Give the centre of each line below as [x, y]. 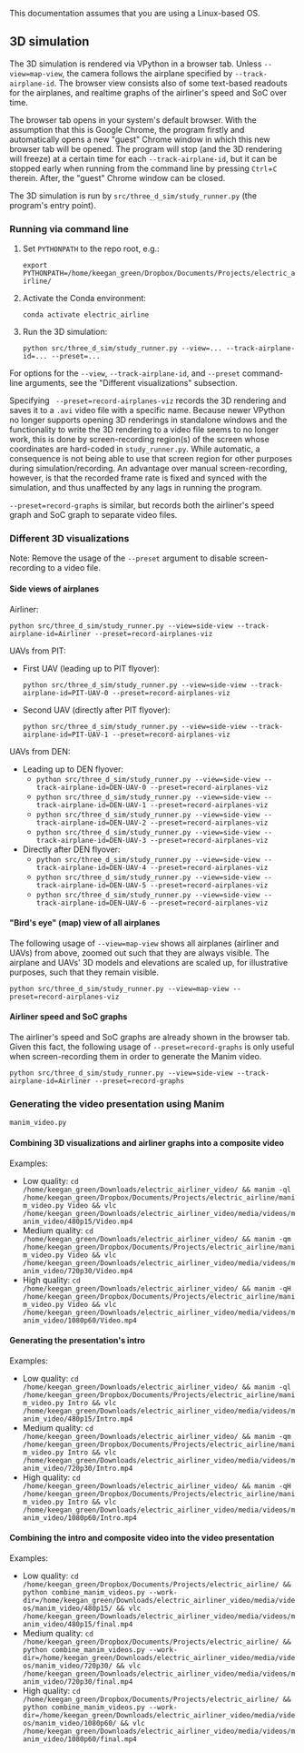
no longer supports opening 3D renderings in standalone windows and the [148, 420]
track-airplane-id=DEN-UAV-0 [91, 787]
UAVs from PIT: [38, 651]
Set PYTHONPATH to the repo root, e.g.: [91, 248]
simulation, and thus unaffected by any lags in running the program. [136, 488]
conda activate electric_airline [86, 315]
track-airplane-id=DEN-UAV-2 [91, 823]
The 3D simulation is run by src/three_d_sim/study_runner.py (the [133, 196]
